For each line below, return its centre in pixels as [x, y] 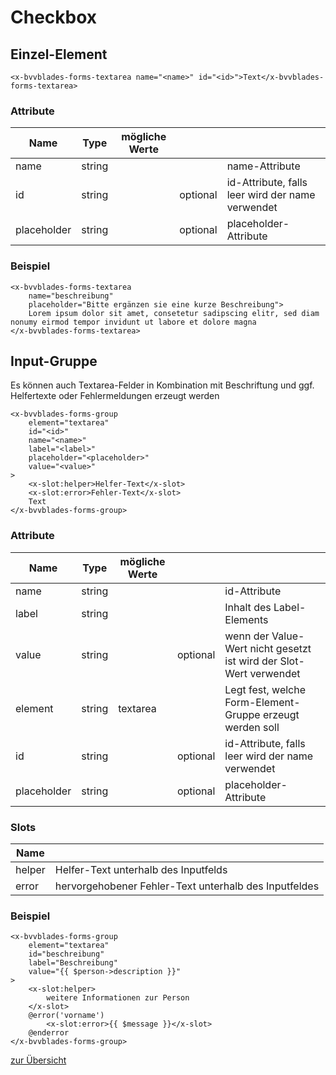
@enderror [49, 1033]
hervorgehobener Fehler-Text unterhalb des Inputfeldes [187, 886]
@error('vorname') [66, 1016]
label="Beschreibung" [73, 963]
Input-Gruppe [54, 361]
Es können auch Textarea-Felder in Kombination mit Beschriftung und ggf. [162, 385]
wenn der [247, 636]
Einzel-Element [59, 54]
